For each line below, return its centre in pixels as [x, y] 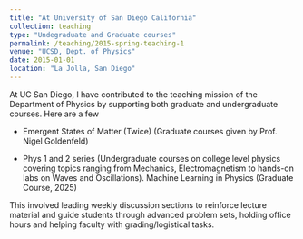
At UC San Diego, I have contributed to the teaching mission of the [134, 94]
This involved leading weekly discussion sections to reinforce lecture [138, 204]
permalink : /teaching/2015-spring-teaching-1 [97, 43]
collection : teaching [50, 26]
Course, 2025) [49, 187]
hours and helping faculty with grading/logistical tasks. [112, 224]
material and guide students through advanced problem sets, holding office [151, 214]
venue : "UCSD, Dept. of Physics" [73, 52]
